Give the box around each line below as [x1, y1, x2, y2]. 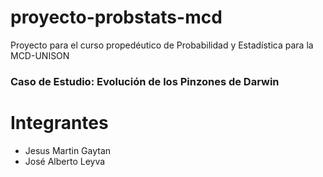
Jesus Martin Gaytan [24, 144, 112, 156]
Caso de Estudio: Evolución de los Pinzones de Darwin [10, 74, 280, 88]
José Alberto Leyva [24, 155, 106, 167]
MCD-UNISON [10, 49, 70, 61]
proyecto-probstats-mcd [10, 6, 223, 29]
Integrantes [10, 112, 109, 135]
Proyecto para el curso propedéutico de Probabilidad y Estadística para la [10, 39, 314, 51]
